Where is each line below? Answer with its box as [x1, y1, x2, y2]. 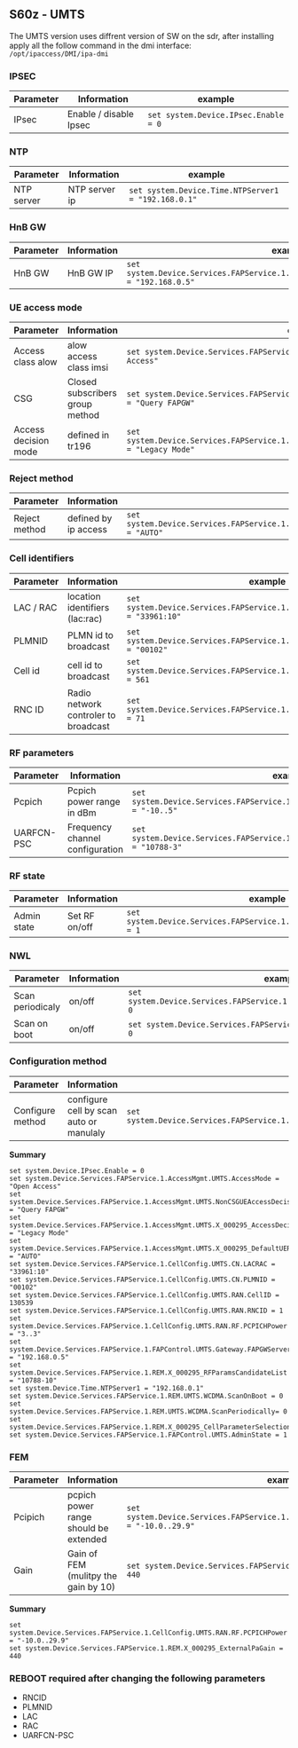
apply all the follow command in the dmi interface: [9, 40, 192, 51]
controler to [67, 709, 116, 721]
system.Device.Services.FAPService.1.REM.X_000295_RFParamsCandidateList [9, 1368, 288, 1377]
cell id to [67, 658, 104, 671]
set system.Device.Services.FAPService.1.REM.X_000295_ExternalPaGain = [9, 1644, 284, 1653]
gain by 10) [67, 1581, 116, 1594]
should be [67, 1522, 109, 1534]
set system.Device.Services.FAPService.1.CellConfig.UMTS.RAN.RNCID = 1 [9, 1306, 284, 1315]
